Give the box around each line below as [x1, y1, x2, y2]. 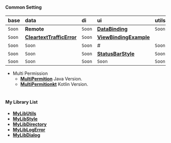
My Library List [5, 99, 38, 105]
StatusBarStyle [97, 50, 135, 58]
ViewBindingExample [97, 34, 150, 41]
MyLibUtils [12, 110, 37, 117]
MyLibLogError [12, 127, 46, 132]
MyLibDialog [12, 132, 41, 138]
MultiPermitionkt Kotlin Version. [20, 81, 89, 88]
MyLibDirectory [12, 121, 47, 127]
